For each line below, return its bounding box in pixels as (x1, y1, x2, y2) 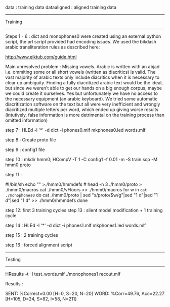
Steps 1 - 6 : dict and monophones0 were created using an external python (5, 33, 161, 39)
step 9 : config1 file (5, 146, 45, 152)
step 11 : (5, 172, 22, 177)
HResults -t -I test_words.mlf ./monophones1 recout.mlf (5, 271, 121, 277)
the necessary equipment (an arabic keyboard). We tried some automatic (5, 96, 158, 101)
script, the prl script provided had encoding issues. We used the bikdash (5, 39, 157, 44)
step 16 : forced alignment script (5, 242, 72, 248)
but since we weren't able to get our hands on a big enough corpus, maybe (5, 85, 162, 91)
